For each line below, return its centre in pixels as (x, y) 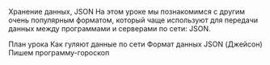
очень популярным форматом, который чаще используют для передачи (133, 20)
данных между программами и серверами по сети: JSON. (110, 28)
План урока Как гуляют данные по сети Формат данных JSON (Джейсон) (135, 44)
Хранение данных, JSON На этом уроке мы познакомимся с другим (127, 12)
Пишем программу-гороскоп (59, 53)
